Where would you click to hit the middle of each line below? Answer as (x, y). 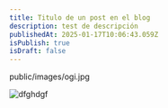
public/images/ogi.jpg (49, 76)
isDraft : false (38, 51)
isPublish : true (40, 43)
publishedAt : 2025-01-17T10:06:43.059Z (84, 34)
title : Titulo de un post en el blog (80, 18)
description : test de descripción (74, 26)
